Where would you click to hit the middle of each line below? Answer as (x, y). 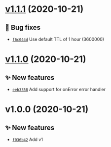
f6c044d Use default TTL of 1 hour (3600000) (58, 39)
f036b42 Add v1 (28, 139)
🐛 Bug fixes (23, 27)
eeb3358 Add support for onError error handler (59, 89)
